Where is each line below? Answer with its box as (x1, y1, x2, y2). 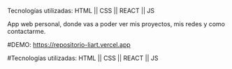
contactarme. (7, 28, 46, 35)
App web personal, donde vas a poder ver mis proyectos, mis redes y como (7, 20, 226, 28)
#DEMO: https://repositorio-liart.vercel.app (7, 41, 131, 48)
